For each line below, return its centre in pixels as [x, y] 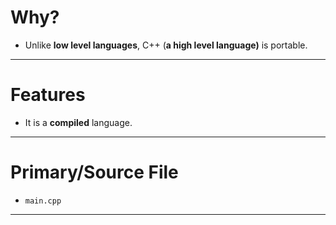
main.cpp [43, 201]
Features [48, 95]
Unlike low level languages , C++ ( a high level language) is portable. [166, 45]
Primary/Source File [94, 172]
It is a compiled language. [78, 122]
